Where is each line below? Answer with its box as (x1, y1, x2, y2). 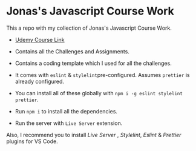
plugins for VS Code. (6, 138, 59, 145)
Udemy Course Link (15, 36, 65, 43)
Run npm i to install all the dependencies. (15, 107, 118, 115)
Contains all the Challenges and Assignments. (15, 47, 130, 55)
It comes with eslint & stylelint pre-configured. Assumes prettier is (15, 71, 190, 78)
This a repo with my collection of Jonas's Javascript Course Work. (6, 24, 172, 32)
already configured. (15, 78, 65, 85)
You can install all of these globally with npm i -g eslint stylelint (15, 89, 183, 96)
